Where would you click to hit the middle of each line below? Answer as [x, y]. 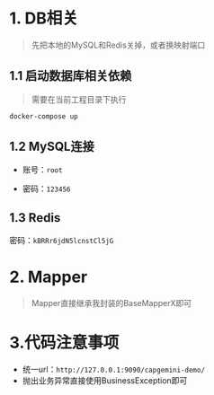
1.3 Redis [35, 218]
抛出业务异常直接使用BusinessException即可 [105, 381]
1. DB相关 [44, 18]
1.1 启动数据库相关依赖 [71, 76]
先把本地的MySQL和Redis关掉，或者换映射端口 [118, 45]
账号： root [42, 170]
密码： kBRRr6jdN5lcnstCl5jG [62, 241]
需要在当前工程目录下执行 [79, 99]
